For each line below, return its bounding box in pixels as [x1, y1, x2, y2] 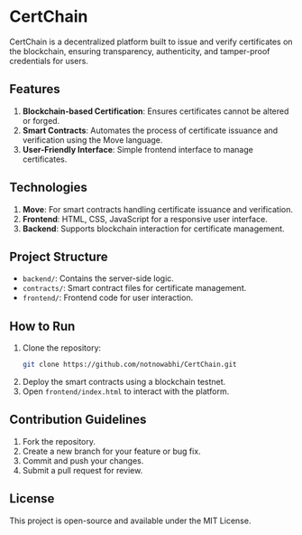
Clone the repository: [22, 343, 102, 353]
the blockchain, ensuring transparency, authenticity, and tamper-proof [9, 45, 270, 56]
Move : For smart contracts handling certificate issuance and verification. [22, 203, 294, 214]
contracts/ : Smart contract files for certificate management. [22, 283, 247, 294]
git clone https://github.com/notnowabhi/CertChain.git [22, 360, 237, 370]
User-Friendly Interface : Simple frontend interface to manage [22, 144, 254, 155]
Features [9, 81, 60, 97]
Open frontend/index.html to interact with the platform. [22, 386, 230, 397]
